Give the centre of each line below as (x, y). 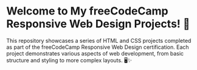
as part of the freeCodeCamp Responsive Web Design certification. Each (98, 47)
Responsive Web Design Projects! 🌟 (98, 24)
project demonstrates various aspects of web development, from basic (95, 53)
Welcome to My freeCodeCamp (87, 11)
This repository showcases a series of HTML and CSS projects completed (99, 40)
